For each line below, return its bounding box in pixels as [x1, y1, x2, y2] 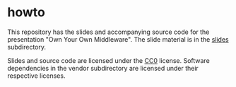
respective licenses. [7, 71, 66, 80]
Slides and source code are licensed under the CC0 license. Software [7, 56, 210, 64]
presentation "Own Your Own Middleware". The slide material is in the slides [7, 35, 229, 43]
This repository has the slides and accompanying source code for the [7, 28, 210, 36]
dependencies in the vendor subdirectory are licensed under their [7, 64, 199, 72]
